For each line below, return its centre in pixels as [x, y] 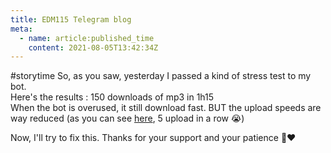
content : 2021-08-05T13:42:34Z [93, 47]
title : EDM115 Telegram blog [71, 19]
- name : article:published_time [87, 38]
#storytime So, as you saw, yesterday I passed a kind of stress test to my [161, 76]
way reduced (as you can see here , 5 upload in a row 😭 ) [127, 118]
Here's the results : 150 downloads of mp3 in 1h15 [112, 97]
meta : [21, 29]
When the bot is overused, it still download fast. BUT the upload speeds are [166, 108]
